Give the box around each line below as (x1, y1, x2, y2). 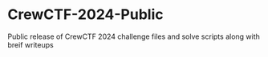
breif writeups (7, 40, 54, 49)
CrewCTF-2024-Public (7, 6, 164, 24)
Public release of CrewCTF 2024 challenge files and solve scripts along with (7, 32, 260, 41)
